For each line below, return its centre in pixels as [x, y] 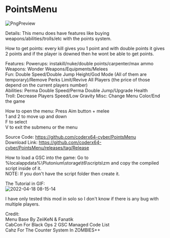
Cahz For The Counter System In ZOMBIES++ [53, 230]
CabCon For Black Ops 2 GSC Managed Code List [57, 224]
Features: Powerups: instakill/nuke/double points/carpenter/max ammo [79, 63]
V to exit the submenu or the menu [41, 127]
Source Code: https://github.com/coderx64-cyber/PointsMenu [71, 137]
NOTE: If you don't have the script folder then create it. [63, 174]
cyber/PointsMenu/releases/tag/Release [47, 147]
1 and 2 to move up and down [36, 116]
